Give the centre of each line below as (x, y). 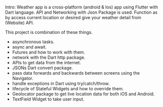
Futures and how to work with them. (49, 52)
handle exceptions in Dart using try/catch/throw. (61, 83)
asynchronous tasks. (33, 42)
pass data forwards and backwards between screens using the (76, 73)
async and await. (29, 47)
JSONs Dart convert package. (42, 68)
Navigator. (23, 78)
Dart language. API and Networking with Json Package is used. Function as (81, 12)
